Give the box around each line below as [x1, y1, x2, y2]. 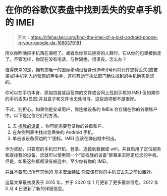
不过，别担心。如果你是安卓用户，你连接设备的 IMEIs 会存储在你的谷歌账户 [5, 106, 158, 112]
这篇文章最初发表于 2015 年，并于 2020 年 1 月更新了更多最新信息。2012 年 [5, 179, 159, 185]
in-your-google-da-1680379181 [17, 40, 82, 46]
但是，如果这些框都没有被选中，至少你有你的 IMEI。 [5, 158, 111, 164]
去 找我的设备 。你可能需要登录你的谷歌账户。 [12, 123, 107, 129]
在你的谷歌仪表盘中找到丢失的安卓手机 [5, 4, 162, 16]
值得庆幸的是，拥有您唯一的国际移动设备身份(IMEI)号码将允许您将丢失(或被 [5, 66, 158, 72]
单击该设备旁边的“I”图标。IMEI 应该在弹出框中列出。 [12, 135, 119, 141]
